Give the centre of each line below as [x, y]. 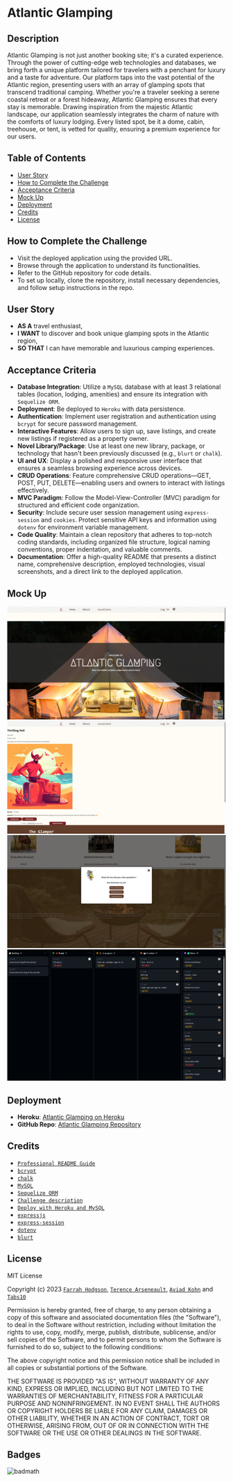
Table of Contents [47, 158]
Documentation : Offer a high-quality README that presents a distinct [116, 557]
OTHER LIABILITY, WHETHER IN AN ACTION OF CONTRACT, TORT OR [108, 1418]
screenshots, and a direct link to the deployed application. [100, 572]
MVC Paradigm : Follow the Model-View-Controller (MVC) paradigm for [119, 498]
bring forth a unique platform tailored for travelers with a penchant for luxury [116, 70]
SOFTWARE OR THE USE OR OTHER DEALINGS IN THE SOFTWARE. [104, 1433]
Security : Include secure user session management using [100, 513]
